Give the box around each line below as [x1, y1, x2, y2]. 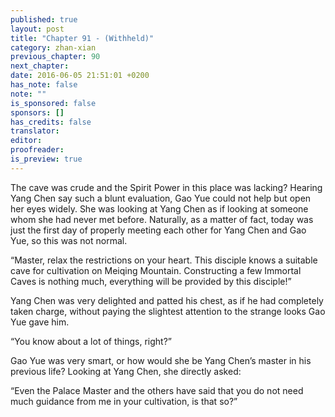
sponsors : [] [10, 107, 65, 118]
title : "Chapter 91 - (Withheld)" [10, 33, 155, 43]
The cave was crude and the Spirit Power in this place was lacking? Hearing [10, 181, 323, 193]
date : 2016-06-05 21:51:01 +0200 [10, 71, 150, 81]
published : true [10, 14, 78, 25]
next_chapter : [10, 61, 70, 71]
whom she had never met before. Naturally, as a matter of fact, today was [10, 213, 314, 225]
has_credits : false [10, 117, 92, 127]
